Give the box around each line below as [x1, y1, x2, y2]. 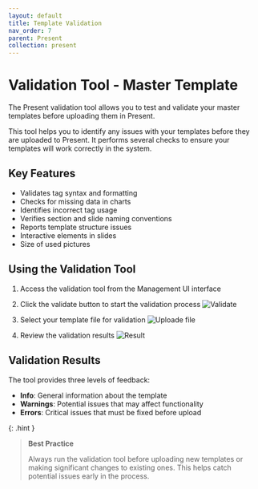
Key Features [8, 167, 76, 180]
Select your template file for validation [19, 314, 146, 325]
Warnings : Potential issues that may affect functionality [19, 398, 204, 409]
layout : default [8, 11, 62, 20]
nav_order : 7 [8, 26, 52, 34]
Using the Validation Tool [8, 262, 136, 277]
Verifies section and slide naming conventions [19, 213, 172, 223]
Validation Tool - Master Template [8, 76, 239, 95]
